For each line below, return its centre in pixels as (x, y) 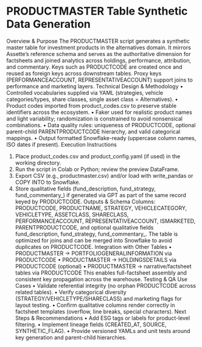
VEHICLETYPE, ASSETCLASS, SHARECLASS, (72, 214)
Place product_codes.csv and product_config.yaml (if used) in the (98, 156)
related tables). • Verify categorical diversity (71, 292)
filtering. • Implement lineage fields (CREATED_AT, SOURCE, (91, 324)
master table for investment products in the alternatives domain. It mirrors (99, 47)
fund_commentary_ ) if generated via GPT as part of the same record (101, 195)
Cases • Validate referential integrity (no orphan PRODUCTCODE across (106, 286)
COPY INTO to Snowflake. (48, 182)
